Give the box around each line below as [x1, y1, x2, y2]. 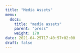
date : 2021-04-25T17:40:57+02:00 [5, 36, 75, 41]
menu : [5, 12, 17, 17]
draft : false [5, 40, 33, 45]
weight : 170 [14, 31, 39, 36]
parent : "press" [14, 26, 49, 31]
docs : [10, 17, 22, 22]
